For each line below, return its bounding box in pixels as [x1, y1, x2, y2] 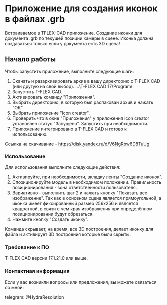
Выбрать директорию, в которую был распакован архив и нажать [12, 99, 154, 105]
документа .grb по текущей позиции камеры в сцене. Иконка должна [5, 35, 154, 41]
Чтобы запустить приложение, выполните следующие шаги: [5, 68, 134, 74]
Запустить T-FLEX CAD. [12, 88, 63, 95]
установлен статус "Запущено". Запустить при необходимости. [12, 120, 149, 126]
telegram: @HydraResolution [5, 294, 64, 300]
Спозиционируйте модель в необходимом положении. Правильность [12, 179, 162, 185]
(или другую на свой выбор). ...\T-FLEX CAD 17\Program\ [12, 83, 133, 89]
